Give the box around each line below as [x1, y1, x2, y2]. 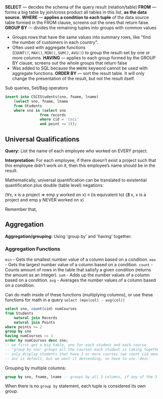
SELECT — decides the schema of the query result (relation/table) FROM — [5, 4, 157, 10]
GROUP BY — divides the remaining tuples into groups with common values [5, 25, 157, 31]
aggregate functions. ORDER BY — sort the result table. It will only [12, 71, 145, 76]
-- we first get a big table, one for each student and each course [5, 343, 147, 347]
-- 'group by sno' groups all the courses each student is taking [5, 347, 142, 352]
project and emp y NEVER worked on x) [5, 197, 84, 202]
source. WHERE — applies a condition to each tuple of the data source [5, 15, 149, 20]
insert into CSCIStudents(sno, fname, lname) [5, 94, 98, 99]
